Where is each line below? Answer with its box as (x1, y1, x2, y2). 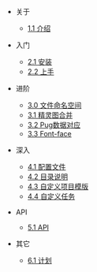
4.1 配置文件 (27, 162, 66, 171)
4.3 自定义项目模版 (27, 182, 89, 191)
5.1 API (27, 223, 50, 232)
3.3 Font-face (27, 129, 73, 138)
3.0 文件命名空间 (27, 101, 82, 110)
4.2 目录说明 (27, 172, 69, 181)
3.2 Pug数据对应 (27, 121, 81, 129)
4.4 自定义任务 (27, 192, 76, 201)
